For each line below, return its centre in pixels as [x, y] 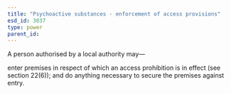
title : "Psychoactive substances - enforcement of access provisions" [114, 14]
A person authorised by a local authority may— [76, 54]
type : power [25, 27]
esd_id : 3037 [27, 21]
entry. [16, 83]
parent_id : [23, 34]
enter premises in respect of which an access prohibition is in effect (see [114, 68]
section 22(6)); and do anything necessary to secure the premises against [116, 75]
